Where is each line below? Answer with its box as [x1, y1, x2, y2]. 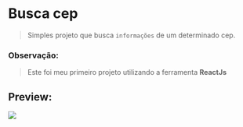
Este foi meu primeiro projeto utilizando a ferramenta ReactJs [27, 68, 227, 77]
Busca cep [8, 5, 78, 23]
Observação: [8, 50, 59, 61]
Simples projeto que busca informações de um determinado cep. [27, 30, 236, 40]
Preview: [8, 90, 53, 104]
